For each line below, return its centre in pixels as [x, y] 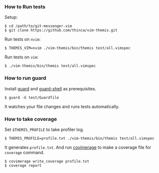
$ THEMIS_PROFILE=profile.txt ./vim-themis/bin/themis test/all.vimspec [79, 138]
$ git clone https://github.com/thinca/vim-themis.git [61, 30]
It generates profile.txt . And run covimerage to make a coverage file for [78, 147]
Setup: [11, 17]
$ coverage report [23, 165]
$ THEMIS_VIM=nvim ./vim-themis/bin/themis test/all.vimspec [68, 48]
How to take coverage [31, 119]
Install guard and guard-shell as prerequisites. [50, 88]
